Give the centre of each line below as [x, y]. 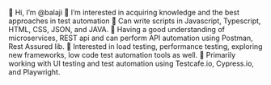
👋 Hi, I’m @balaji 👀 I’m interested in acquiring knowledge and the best [124, 12]
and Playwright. [34, 72]
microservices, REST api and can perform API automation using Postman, [131, 38]
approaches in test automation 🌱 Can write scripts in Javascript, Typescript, [135, 21]
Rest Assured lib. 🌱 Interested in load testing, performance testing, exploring [135, 47]
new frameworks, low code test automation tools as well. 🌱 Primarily [122, 55]
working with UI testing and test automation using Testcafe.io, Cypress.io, [131, 63]
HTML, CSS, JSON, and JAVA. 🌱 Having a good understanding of [116, 29]
